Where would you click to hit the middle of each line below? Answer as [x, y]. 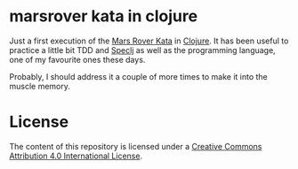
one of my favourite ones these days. [77, 59]
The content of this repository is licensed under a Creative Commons [136, 146]
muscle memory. [40, 86]
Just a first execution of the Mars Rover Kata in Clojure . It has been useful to [149, 41]
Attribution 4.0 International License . [76, 156]
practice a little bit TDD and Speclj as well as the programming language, [142, 50]
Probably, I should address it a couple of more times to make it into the [139, 76]
